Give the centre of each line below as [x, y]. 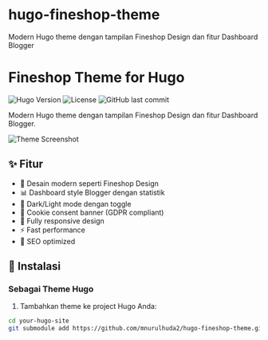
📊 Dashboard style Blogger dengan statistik [92, 192]
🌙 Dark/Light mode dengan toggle [75, 204]
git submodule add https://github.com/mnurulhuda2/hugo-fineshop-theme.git [137, 329]
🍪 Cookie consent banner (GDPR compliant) [92, 212]
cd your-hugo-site [39, 321]
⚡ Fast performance [52, 230]
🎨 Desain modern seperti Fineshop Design [89, 183]
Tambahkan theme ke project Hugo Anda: [88, 306]
